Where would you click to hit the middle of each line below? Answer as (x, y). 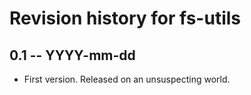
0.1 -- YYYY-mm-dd (72, 55)
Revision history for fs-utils (125, 18)
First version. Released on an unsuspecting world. (127, 79)
